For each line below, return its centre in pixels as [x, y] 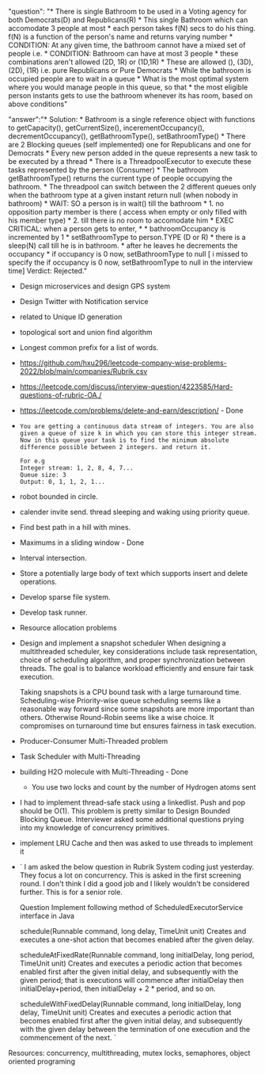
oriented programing [42, 1061]
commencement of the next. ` [68, 1038]
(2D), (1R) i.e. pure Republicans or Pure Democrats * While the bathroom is [130, 70]
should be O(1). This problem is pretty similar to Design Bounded [125, 811]
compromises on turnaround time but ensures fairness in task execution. [138, 726]
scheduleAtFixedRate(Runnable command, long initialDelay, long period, [137, 955]
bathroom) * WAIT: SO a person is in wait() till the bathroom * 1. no [116, 204]
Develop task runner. [54, 612]
